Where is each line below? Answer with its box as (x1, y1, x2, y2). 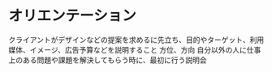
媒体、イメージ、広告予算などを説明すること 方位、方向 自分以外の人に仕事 (8, 44, 261, 54)
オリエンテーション (8, 6, 136, 25)
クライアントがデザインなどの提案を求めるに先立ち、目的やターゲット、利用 (8, 35, 265, 44)
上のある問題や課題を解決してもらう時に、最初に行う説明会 (8, 55, 207, 65)
